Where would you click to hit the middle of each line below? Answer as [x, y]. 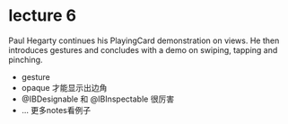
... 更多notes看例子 [56, 110]
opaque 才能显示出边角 [64, 87]
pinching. [26, 59]
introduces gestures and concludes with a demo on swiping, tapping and [143, 49]
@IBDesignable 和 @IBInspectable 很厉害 [98, 99]
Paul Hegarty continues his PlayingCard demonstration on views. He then [144, 40]
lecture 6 [43, 16]
